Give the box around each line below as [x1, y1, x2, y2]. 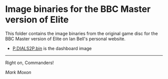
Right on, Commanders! [5, 60, 54, 66]
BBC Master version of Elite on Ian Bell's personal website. [5, 36, 126, 42]
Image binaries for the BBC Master [5, 3, 151, 15]
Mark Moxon [5, 69, 31, 75]
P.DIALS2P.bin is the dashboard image [12, 45, 92, 51]
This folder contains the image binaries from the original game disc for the [5, 30, 158, 36]
